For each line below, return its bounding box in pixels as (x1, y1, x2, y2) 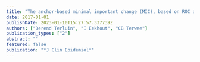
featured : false (6, 42, 46, 48)
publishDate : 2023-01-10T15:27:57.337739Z (6, 19, 113, 25)
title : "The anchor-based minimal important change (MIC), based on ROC (6, 8, 190, 15)
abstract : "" (6, 36, 39, 42)
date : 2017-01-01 (6, 14, 49, 20)
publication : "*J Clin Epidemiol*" (6, 47, 95, 53)
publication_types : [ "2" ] (6, 31, 70, 37)
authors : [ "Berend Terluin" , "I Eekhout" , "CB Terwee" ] (6, 25, 148, 31)
